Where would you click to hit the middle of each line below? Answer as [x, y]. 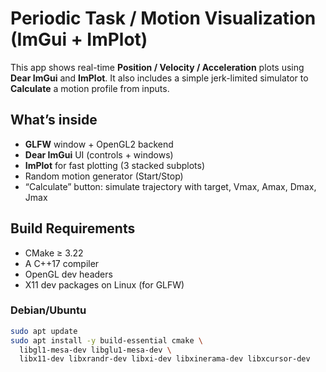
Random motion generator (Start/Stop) [104, 176]
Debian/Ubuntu [48, 310]
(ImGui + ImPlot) [79, 39]
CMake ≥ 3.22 [54, 253]
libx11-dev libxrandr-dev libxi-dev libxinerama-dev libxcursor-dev [165, 359]
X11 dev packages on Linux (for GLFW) [104, 284]
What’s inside [54, 120]
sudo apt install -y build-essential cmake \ [106, 340]
